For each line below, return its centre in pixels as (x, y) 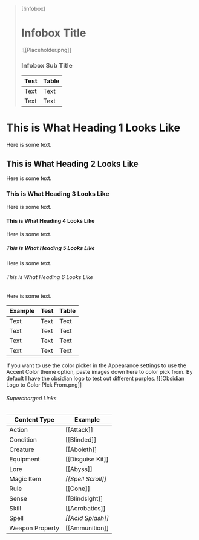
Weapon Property (34, 528)
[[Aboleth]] (81, 449)
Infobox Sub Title (47, 65)
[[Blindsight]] (84, 498)
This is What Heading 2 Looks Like (73, 163)
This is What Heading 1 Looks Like (93, 128)
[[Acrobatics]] (86, 508)
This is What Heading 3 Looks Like (58, 194)
